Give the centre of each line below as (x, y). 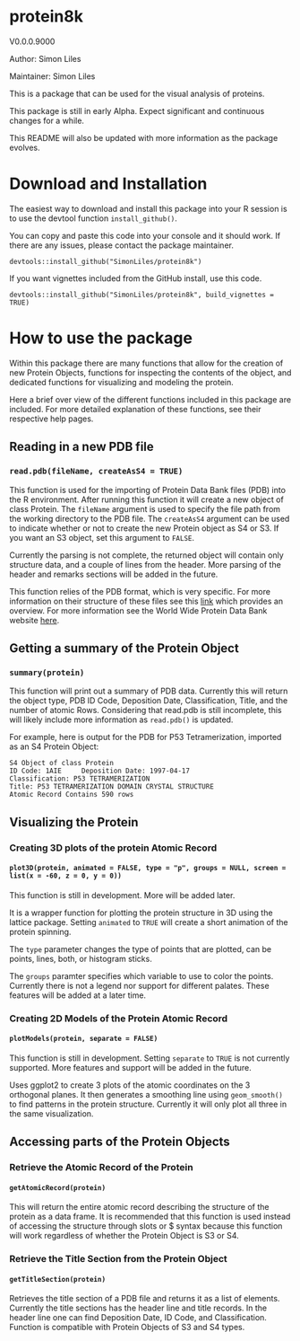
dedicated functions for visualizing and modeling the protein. (122, 382)
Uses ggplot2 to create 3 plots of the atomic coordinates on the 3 (130, 1085)
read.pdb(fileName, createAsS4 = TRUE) (96, 472)
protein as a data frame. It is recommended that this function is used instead (150, 1217)
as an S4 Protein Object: (54, 746)
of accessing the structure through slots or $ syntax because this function (146, 1226)
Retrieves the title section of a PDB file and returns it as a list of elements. (145, 1299)
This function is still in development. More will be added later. (122, 895)
